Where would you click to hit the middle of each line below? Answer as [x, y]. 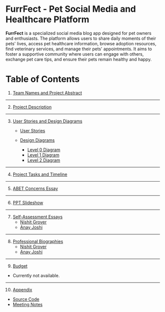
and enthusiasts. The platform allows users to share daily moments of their [81, 38]
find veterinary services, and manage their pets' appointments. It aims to [79, 49]
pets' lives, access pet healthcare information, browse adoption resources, [81, 43]
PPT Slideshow [28, 202]
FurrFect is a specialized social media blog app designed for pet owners [79, 33]
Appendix [22, 289]
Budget [20, 266]
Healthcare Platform [47, 19]
